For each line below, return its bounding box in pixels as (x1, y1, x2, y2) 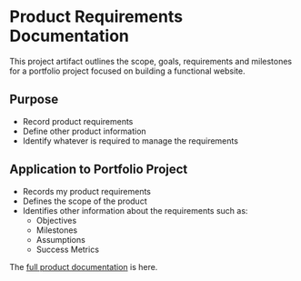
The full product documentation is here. (9, 261, 158, 272)
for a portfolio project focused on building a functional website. (9, 65, 246, 76)
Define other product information (22, 125, 147, 136)
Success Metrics (35, 244, 100, 255)
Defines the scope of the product (22, 196, 147, 206)
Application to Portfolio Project (9, 162, 188, 177)
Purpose (9, 92, 59, 107)
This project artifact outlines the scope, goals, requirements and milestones (9, 55, 293, 66)
